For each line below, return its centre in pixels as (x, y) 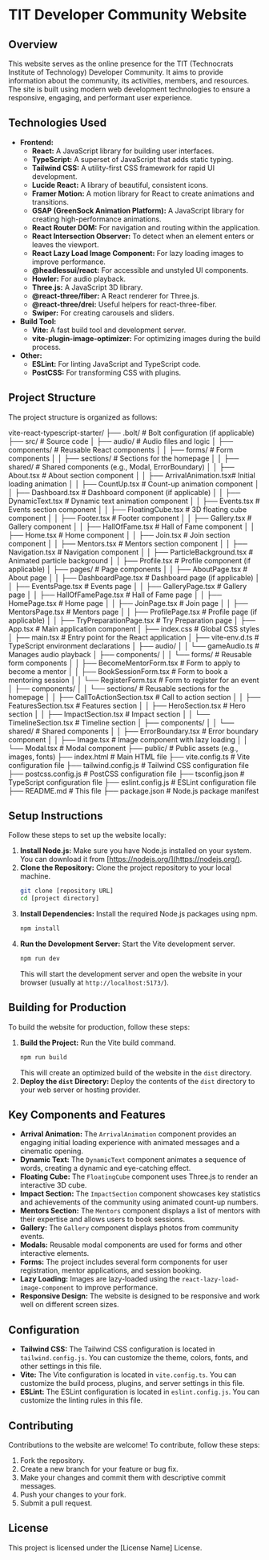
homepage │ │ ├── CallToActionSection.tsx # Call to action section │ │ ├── (134, 697)
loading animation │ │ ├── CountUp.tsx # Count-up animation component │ (134, 484)
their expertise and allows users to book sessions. (102, 1219)
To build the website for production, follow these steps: (99, 1027)
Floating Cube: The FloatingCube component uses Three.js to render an (139, 1176)
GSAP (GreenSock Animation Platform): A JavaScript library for (138, 210)
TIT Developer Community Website (128, 15)
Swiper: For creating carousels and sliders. (103, 313)
